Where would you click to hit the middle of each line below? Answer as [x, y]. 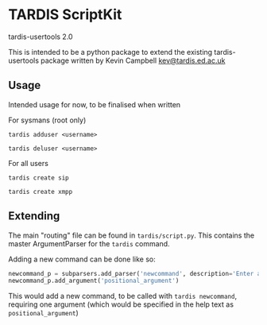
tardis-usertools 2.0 [41, 37]
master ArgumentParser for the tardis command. [89, 243]
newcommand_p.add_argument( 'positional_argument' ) [94, 281]
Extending [34, 216]
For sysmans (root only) [47, 120]
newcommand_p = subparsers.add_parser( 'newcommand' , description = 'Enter [131, 273]
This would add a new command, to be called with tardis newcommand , [123, 296]
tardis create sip [39, 178]
